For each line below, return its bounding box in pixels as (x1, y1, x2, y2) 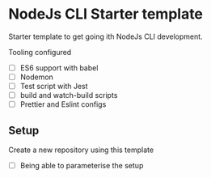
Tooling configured (8, 47, 72, 57)
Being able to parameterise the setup (19, 161, 144, 171)
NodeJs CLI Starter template (8, 5, 204, 23)
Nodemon (19, 72, 54, 82)
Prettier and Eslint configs (19, 100, 107, 109)
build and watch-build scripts (19, 91, 118, 100)
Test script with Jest (19, 82, 88, 91)
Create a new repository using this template (8, 145, 154, 155)
